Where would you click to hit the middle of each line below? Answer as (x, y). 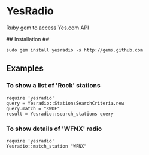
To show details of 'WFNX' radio (54, 129)
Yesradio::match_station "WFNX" (46, 146)
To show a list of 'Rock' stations (53, 86)
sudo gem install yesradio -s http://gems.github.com (75, 50)
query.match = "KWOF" (33, 108)
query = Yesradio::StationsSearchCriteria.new (65, 103)
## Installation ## (28, 39)
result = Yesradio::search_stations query (60, 114)
